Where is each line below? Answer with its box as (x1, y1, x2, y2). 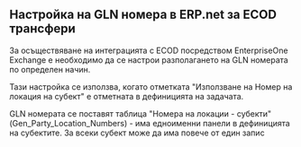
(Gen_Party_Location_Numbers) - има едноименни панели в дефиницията (9, 117, 290, 128)
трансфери (9, 22, 77, 37)
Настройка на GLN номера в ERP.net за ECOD (9, 7, 278, 22)
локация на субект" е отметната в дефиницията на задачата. (9, 91, 244, 101)
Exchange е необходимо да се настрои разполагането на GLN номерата (9, 54, 288, 65)
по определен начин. (9, 64, 91, 74)
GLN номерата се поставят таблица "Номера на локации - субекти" (9, 108, 272, 119)
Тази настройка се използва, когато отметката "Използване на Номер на (9, 81, 293, 92)
